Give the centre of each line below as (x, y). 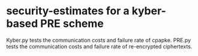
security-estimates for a (68, 11)
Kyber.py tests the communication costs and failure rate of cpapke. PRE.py (98, 40)
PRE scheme (72, 24)
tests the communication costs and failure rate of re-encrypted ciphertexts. (99, 46)
